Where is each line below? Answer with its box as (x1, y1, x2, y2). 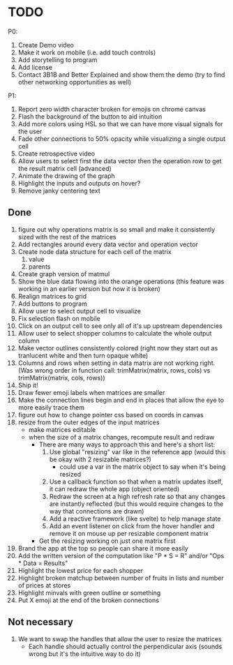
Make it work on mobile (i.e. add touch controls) (17, 48, 156, 57)
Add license (17, 63, 53, 71)
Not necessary (8, 616, 74, 628)
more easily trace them (17, 403, 84, 412)
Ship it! (17, 381, 38, 389)
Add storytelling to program (17, 55, 98, 63)
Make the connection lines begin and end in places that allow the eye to (17, 396, 225, 404)
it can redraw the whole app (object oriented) (49, 484, 180, 493)
